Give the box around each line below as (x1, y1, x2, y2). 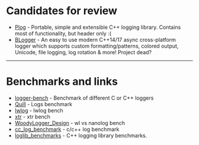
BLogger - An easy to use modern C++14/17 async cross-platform (14, 36, 176, 43)
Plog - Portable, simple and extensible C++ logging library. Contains (14, 24, 181, 31)
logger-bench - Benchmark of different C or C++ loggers (14, 94, 154, 101)
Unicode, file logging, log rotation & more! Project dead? (14, 48, 152, 55)
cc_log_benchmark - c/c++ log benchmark (14, 126, 120, 133)
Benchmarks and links (6, 75, 118, 88)
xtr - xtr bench (14, 113, 50, 120)
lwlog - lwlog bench (14, 107, 63, 114)
